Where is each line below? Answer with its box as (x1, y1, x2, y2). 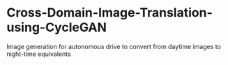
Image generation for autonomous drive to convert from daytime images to (6, 42, 221, 50)
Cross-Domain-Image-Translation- (6, 5, 213, 21)
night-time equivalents (6, 50, 71, 58)
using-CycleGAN (6, 19, 107, 35)
